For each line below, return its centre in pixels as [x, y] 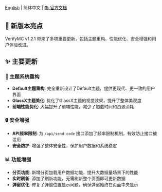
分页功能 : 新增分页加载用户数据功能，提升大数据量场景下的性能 [75, 173]
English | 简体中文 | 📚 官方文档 [36, 8]
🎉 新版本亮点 [24, 26]
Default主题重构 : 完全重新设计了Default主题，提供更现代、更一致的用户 [84, 88]
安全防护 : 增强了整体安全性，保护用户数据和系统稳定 [64, 145]
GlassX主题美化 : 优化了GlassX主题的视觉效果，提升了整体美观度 [77, 100]
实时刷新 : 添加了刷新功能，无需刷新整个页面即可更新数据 [69, 179]
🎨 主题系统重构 [22, 77]
